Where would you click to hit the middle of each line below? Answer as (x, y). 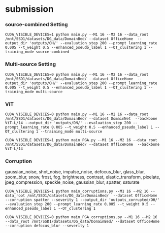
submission (30, 9)
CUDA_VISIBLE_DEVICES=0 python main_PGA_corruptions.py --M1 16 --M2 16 (81, 217)
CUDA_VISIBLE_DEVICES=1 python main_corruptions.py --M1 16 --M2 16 (77, 191)
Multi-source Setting (31, 64)
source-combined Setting (36, 25)
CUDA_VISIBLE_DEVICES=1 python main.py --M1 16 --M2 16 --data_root (77, 35)
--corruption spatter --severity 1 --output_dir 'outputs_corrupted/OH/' (82, 200)
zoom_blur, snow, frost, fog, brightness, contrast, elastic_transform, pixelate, (83, 177)
